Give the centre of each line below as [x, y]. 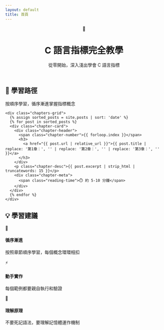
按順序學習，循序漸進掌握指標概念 [40, 103]
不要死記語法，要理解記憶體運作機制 [42, 323]
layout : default [22, 10]
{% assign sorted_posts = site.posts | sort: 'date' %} [69, 117]
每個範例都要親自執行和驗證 [34, 289]
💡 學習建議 [21, 216]
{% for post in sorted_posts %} [43, 122]
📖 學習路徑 [21, 91]
